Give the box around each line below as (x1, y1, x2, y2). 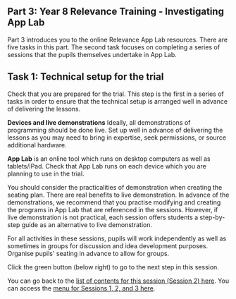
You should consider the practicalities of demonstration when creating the (7, 183, 223, 191)
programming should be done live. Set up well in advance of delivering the (7, 126, 223, 134)
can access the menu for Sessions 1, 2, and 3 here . (7, 283, 156, 292)
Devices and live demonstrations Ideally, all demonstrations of (7, 118, 191, 126)
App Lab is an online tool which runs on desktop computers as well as (7, 154, 211, 163)
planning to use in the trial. (7, 169, 85, 178)
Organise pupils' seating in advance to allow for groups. (7, 249, 170, 257)
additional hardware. (7, 140, 67, 149)
